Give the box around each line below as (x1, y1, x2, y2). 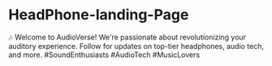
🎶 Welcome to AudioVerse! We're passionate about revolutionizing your (8, 32, 246, 42)
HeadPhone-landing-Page (8, 6, 189, 24)
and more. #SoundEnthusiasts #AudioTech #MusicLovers (8, 50, 201, 60)
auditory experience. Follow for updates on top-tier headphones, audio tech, (8, 41, 265, 51)
